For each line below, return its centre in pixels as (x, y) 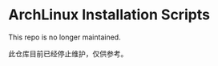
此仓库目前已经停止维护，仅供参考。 (68, 53)
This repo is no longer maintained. (65, 37)
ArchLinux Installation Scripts (109, 15)
